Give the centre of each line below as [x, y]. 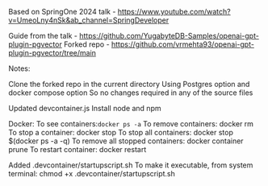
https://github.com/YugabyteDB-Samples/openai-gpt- [170, 36]
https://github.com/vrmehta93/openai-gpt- [183, 44]
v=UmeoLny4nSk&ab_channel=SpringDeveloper [89, 20]
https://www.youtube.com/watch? [174, 12]
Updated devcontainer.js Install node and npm [85, 108]
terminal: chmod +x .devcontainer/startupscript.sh [92, 174]
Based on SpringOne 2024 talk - [62, 12]
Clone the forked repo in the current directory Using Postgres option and [129, 84]
